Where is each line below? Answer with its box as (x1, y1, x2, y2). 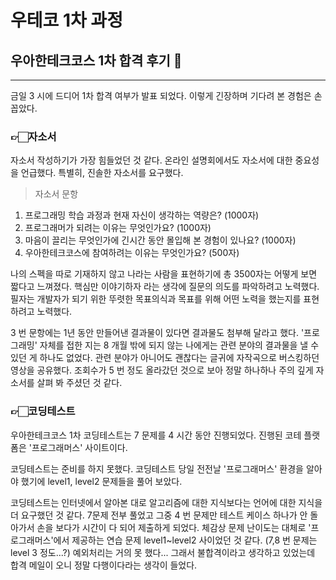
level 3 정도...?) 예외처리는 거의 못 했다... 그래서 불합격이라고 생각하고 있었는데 (10, 546, 316, 558)
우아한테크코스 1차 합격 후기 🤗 (10, 52, 183, 69)
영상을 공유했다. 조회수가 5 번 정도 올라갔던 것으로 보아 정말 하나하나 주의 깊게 (10, 364, 314, 376)
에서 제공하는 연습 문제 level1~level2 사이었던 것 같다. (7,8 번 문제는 (53, 534, 318, 546)
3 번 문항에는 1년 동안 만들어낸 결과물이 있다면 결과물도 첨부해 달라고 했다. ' (10, 327, 305, 339)
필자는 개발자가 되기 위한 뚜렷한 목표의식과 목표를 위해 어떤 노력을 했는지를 (10, 293, 302, 305)
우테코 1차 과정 (10, 9, 123, 32)
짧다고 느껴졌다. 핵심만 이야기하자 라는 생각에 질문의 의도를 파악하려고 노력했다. (10, 281, 320, 293)
